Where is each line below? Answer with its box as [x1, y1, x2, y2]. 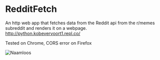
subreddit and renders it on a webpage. [5, 25, 87, 31]
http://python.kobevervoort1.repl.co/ [5, 30, 81, 36]
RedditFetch [5, 3, 57, 15]
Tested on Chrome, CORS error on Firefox [5, 40, 92, 46]
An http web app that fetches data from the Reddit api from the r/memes [5, 20, 155, 26]
